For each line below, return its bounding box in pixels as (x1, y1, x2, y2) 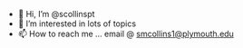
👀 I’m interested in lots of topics (17, 18, 137, 29)
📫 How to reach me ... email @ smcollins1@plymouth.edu (17, 28, 234, 39)
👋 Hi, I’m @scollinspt (17, 9, 95, 19)
